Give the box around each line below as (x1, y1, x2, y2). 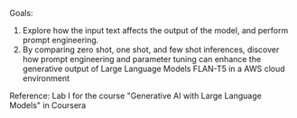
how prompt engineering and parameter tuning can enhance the (22, 54, 262, 64)
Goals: (9, 8, 33, 18)
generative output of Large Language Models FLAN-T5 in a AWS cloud (22, 63, 286, 74)
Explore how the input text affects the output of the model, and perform (22, 25, 289, 35)
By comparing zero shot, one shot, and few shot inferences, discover (22, 44, 280, 55)
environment (22, 73, 70, 84)
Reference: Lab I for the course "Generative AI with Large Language (9, 90, 262, 101)
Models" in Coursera (9, 100, 87, 111)
